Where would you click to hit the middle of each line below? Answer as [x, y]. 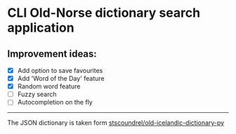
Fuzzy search [37, 94]
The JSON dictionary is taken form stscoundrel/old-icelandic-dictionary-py [116, 123]
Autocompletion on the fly [55, 102]
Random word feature [49, 86]
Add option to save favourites [60, 71]
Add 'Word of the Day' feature [61, 79]
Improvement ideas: [52, 54]
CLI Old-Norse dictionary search [104, 13]
